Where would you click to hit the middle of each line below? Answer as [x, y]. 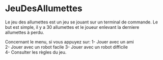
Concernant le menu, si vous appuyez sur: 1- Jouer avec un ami [69, 41]
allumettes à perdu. [25, 32]
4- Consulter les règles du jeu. [36, 52]
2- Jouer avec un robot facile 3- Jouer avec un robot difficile [67, 47]
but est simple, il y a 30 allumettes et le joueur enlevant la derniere [72, 27]
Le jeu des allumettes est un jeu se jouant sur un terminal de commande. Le [81, 22]
